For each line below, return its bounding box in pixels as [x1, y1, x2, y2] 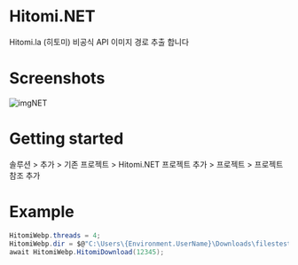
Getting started [9, 129, 124, 149]
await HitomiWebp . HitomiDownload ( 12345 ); [9, 247, 165, 256]
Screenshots [9, 68, 106, 89]
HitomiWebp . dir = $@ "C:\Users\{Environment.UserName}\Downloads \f [9, 239, 260, 248]
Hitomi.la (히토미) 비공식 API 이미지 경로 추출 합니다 [9, 36, 189, 47]
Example [9, 202, 74, 222]
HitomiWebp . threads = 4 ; [9, 230, 101, 240]
